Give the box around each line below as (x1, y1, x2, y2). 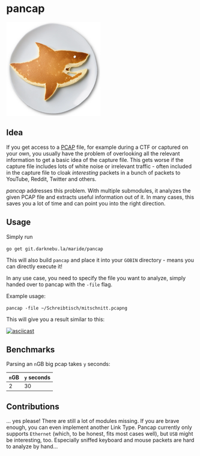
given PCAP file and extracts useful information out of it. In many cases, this (6, 193, 195, 200)
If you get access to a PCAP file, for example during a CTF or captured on (6, 143, 189, 151)
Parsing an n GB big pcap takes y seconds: (6, 361, 111, 368)
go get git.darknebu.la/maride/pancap (6, 245, 103, 252)
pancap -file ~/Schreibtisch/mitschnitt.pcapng (6, 305, 128, 311)
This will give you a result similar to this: (6, 316, 105, 323)
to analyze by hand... (6, 443, 58, 450)
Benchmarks (6, 344, 55, 355)
